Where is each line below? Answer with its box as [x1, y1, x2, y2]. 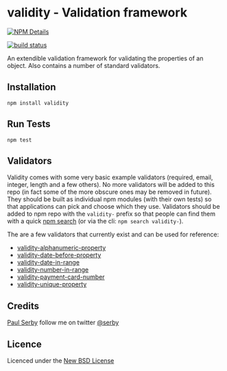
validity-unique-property [16, 280, 87, 289]
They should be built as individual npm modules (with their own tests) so [7, 195, 212, 203]
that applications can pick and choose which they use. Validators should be [7, 203, 221, 211]
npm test [7, 136, 32, 144]
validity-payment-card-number [16, 273, 105, 281]
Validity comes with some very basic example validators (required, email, [7, 173, 213, 181]
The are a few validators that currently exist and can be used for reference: [7, 230, 219, 238]
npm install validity [7, 100, 69, 106]
